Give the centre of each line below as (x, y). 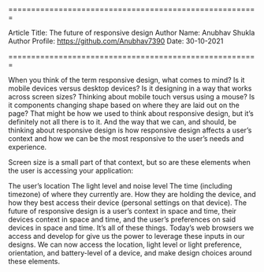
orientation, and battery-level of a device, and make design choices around (130, 253)
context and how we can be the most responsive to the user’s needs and (126, 138)
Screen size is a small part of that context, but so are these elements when (129, 162)
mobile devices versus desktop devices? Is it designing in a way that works (130, 88)
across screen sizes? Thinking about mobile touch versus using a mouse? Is (132, 97)
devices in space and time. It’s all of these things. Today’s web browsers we (131, 228)
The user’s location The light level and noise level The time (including (120, 186)
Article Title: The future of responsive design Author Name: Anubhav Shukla (132, 33)
